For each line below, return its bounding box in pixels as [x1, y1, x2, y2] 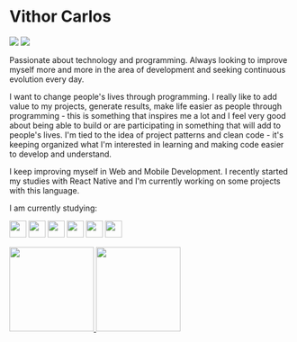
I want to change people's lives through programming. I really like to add [9, 91, 277, 102]
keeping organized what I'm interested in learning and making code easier [9, 139, 284, 149]
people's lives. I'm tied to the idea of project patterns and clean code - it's [9, 129, 283, 140]
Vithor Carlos [9, 6, 112, 27]
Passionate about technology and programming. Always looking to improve [9, 54, 288, 65]
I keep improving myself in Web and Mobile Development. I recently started [9, 166, 288, 176]
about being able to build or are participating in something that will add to [9, 120, 282, 130]
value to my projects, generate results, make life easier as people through [9, 101, 282, 112]
